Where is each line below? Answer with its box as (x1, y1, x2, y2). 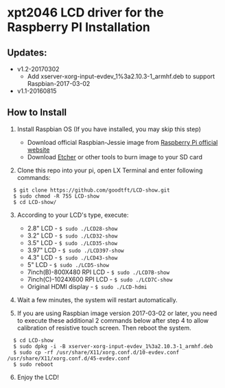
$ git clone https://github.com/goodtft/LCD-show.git (13, 187, 170, 194)
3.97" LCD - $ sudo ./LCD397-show (27, 246, 125, 254)
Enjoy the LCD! (16, 373, 60, 381)
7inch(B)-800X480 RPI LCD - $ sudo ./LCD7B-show (27, 268, 170, 276)
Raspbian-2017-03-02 (27, 80, 91, 87)
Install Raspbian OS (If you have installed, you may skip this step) (16, 125, 201, 133)
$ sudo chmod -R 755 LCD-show (13, 192, 99, 200)
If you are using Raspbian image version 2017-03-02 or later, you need (16, 309, 217, 317)
